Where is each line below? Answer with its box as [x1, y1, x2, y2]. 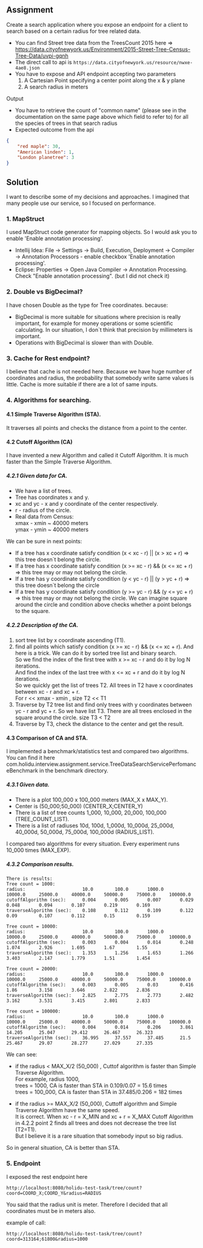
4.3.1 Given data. [6, 780, 50, 788]
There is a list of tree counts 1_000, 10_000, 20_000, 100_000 [15, 809, 167, 816]
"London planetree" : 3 [17, 155, 75, 161]
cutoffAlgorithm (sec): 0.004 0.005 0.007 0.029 [6, 897, 194, 903]
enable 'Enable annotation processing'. [6, 235, 104, 242]
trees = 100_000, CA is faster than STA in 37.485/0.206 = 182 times [15, 1089, 183, 1096]
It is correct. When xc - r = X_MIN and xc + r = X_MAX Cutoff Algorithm [15, 1113, 194, 1121]
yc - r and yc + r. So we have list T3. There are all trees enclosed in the [15, 708, 192, 715]
